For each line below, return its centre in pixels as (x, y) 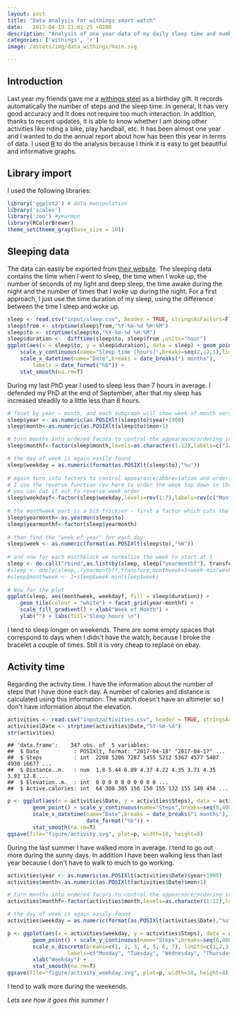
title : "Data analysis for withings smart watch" (82, 21)
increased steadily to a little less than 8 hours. (74, 400)
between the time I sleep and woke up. (63, 306)
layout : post (26, 14)
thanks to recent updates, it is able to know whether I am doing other (107, 121)
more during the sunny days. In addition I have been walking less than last (115, 855)
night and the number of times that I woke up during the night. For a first (112, 291)
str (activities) (31, 732)
